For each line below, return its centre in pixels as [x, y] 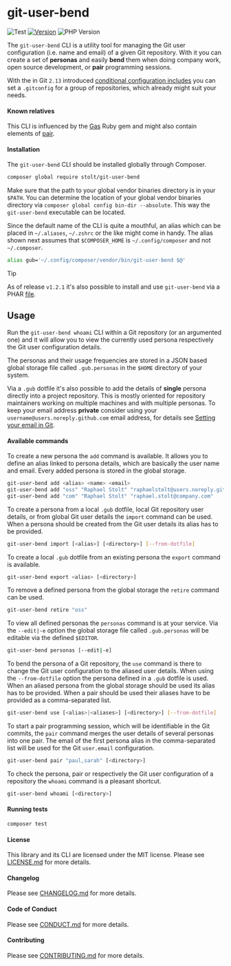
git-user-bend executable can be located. [66, 212]
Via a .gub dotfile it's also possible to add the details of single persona [107, 388]
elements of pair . [31, 134]
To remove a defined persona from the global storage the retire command [113, 590]
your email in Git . [31, 424]
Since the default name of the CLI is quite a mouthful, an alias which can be [114, 226]
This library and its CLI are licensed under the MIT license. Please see [106, 855]
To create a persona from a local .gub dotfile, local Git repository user [106, 509]
